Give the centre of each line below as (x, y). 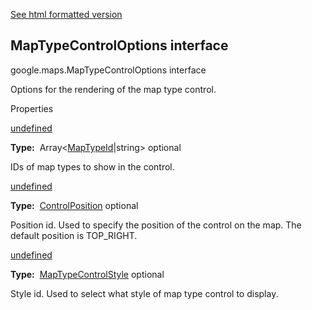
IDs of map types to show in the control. (92, 166)
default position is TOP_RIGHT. (74, 235)
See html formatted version (66, 14)
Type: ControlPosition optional (74, 205)
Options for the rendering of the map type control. (113, 89)
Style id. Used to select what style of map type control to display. (144, 293)
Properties (32, 108)
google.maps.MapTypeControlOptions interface (108, 70)
